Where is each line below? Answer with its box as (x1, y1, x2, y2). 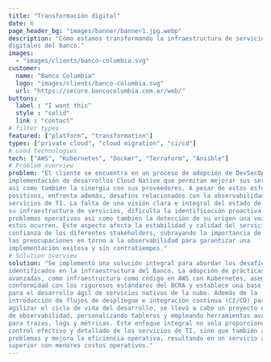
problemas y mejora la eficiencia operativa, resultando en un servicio (8, 334, 258, 343)
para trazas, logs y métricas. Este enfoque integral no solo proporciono (8, 319, 265, 327)
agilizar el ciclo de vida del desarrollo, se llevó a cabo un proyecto (8, 304, 258, 312)
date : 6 (8, 19, 35, 27)
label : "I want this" (15, 102, 92, 110)
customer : (8, 64, 42, 73)
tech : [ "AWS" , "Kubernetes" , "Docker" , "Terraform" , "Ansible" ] (8, 154, 229, 162)
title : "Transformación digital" (8, 11, 121, 20)
